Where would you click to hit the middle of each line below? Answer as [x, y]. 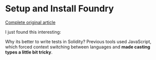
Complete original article [30, 22]
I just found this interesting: [33, 32]
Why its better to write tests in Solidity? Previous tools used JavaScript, [78, 41]
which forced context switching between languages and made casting [78, 47]
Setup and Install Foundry [60, 9]
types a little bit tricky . [29, 52]
